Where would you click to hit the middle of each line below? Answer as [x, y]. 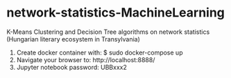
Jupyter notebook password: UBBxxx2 [72, 67]
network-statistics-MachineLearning [115, 13]
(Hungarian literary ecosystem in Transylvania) [73, 39]
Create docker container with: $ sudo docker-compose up [100, 52]
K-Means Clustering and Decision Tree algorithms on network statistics [108, 32]
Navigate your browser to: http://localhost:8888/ [86, 59]
